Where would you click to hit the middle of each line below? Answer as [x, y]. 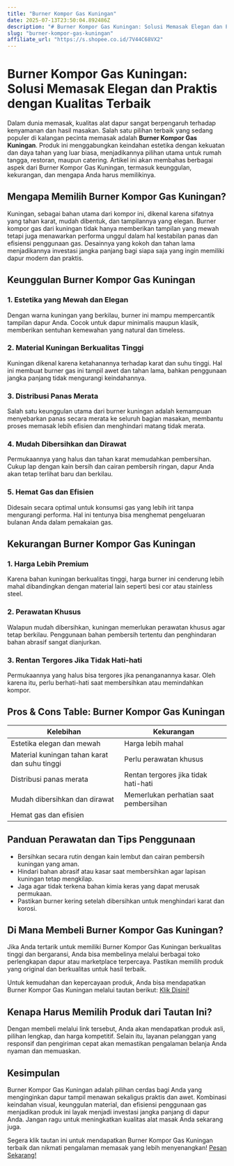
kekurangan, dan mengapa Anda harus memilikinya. [81, 175]
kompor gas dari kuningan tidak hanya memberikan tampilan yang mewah [113, 228]
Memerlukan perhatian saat [169, 794]
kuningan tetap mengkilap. [55, 879]
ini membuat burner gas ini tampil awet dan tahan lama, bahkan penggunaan [117, 370]
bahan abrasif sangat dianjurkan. [54, 642]
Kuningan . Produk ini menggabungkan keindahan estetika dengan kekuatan [116, 145]
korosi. [27, 908]
